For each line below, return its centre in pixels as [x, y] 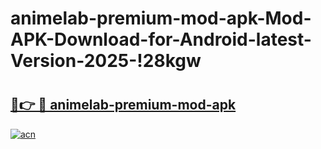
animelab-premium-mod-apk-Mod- [161, 18]
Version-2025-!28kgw [106, 61]
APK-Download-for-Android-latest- [161, 39]
